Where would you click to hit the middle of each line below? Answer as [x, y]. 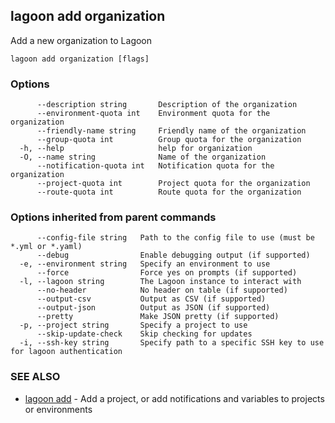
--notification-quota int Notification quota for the [155, 166]
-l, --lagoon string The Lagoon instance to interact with [160, 282]
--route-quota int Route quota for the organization [169, 192]
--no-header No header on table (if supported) [162, 290]
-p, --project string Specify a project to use [133, 325]
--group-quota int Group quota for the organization [169, 140]
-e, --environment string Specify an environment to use [145, 264]
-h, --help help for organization [136, 149]
